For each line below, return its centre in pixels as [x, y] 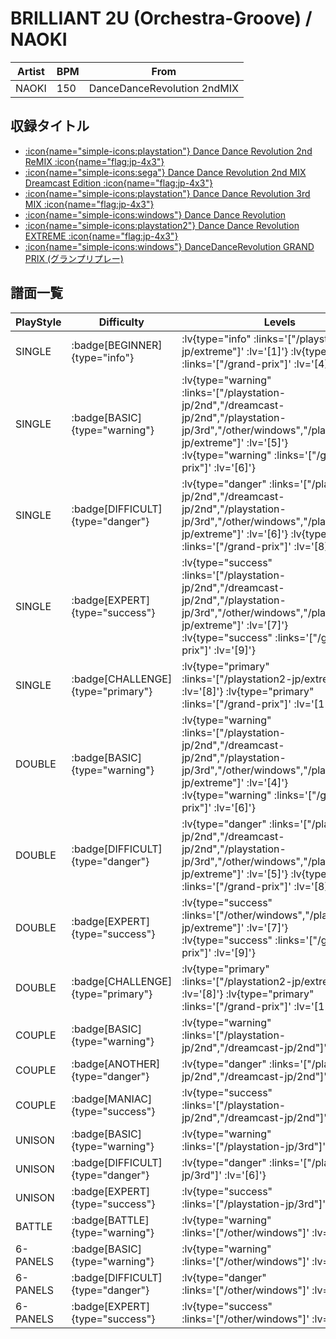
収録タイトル [50, 126]
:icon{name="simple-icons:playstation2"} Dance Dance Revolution [162, 225]
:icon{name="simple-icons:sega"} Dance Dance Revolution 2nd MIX [165, 172]
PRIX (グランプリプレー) [74, 258]
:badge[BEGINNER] [117, 345]
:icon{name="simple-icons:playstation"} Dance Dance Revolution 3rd [167, 193]
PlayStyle [38, 322]
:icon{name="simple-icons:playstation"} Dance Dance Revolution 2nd [168, 151]
